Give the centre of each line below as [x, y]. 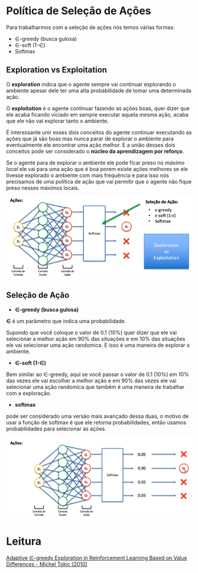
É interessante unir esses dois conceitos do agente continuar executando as [99, 132]
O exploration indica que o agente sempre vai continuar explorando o [91, 84]
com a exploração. [29, 393]
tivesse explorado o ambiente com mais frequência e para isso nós [88, 175]
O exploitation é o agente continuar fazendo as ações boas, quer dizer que [98, 108]
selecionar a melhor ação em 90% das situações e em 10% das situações [96, 339]
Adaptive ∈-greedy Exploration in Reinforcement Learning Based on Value [97, 558]
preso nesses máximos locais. [43, 188]
